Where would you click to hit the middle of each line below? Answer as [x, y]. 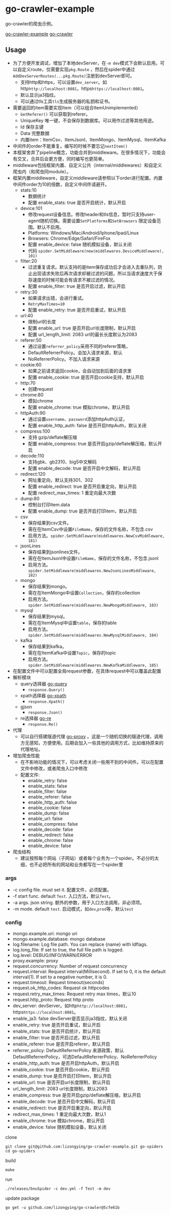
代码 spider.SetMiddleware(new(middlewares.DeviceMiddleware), [96, 250]
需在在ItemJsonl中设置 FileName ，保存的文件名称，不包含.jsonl [93, 558]
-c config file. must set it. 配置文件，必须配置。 [62, 890]
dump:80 [30, 498]
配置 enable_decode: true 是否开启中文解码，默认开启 [84, 468]
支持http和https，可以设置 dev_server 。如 [64, 82]
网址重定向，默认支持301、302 [60, 480]
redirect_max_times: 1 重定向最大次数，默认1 [59, 1114]
